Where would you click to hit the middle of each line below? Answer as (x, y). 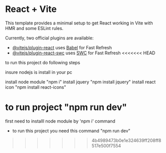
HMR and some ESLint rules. (34, 28)
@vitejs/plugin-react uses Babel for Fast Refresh (62, 47)
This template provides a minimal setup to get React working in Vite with (79, 23)
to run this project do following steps (43, 62)
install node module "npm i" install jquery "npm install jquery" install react (81, 82)
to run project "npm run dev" (66, 107)
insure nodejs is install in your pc (39, 72)
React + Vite (31, 9)
